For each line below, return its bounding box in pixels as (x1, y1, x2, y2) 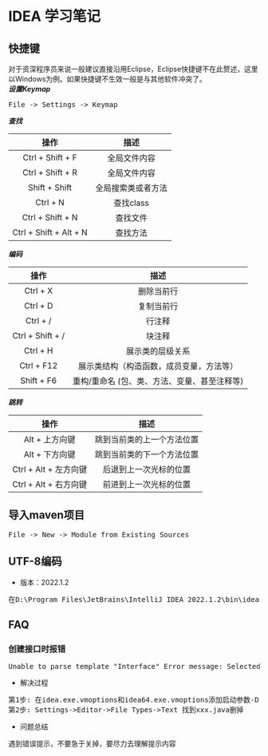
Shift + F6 (19, 375, 57, 386)
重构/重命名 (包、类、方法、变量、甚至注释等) (72, 376, 244, 386)
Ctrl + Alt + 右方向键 (12, 479, 88, 489)
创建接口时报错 (8, 643, 66, 655)
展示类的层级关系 (126, 346, 191, 356)
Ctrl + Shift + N (22, 212, 78, 223)
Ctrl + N (35, 197, 65, 208)
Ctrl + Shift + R (22, 167, 78, 178)
